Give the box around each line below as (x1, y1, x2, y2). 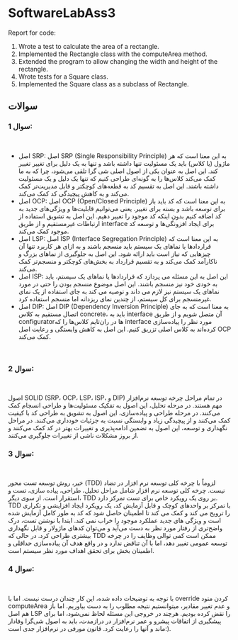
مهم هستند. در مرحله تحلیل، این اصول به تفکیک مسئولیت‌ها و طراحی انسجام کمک (8, 400, 222, 409)
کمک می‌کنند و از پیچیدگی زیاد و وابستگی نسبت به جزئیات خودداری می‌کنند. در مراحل (8, 416, 231, 425)
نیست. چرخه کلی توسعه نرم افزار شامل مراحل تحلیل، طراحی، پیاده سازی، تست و (8, 486, 225, 495)
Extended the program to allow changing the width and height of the (18, 57, 218, 65)
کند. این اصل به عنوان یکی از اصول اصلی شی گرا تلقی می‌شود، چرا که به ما (18, 167, 218, 175)
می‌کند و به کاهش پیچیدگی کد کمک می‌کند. (18, 189, 130, 198)
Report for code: (8, 28, 56, 37)
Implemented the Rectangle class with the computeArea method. (18, 50, 208, 58)
